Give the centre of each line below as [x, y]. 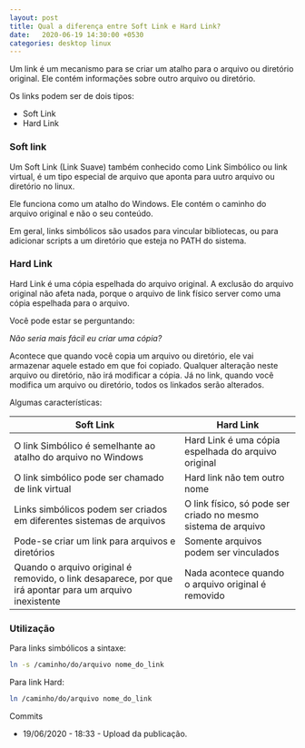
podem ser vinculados [232, 552]
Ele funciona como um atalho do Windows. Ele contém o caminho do [138, 203]
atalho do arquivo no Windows [79, 457]
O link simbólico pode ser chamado [89, 477]
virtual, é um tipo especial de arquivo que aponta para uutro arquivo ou [142, 176]
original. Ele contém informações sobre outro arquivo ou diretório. [133, 79]
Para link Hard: [37, 683]
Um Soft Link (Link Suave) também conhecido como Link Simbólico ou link [148, 167]
